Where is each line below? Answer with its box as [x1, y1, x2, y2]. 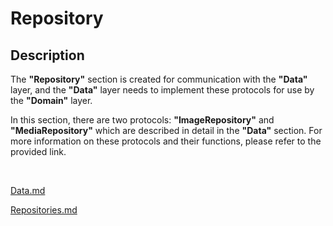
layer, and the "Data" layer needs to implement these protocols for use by [10, 84, 315, 96]
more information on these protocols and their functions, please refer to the [10, 135, 322, 147]
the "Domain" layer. [10, 95, 93, 106]
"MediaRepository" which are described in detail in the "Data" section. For [10, 125, 323, 136]
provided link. [10, 146, 67, 157]
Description [10, 47, 85, 64]
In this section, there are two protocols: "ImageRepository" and [10, 114, 275, 126]
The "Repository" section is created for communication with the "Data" [10, 73, 308, 85]
